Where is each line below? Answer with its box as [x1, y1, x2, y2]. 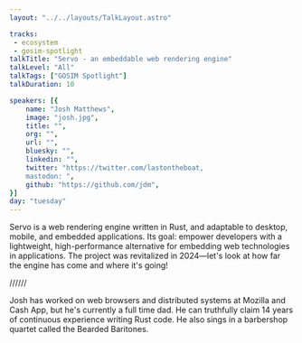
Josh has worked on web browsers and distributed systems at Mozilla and [9, 295, 287, 306]
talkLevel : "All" [9, 63, 75, 72]
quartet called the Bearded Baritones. [9, 324, 149, 335]
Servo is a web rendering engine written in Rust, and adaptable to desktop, [9, 222, 288, 233]
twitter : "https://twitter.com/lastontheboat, [25, 163, 204, 172]
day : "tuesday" [9, 197, 67, 206]
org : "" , [25, 130, 59, 139]
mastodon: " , [25, 171, 75, 181]
